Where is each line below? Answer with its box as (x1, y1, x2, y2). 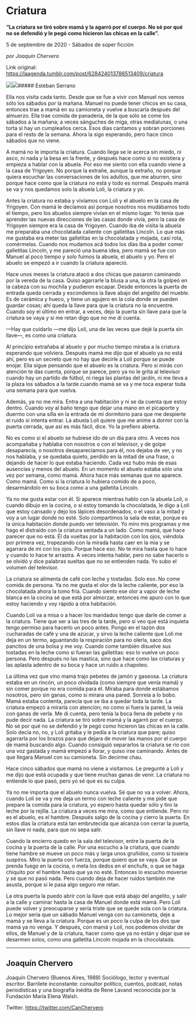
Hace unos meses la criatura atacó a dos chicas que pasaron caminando (6, 271, 181, 278)
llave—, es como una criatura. (6, 332, 78, 339)
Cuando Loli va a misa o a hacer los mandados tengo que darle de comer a (6, 611, 187, 619)
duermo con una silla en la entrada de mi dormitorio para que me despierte (6, 410, 187, 417)
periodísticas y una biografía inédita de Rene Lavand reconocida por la (6, 986, 176, 994)
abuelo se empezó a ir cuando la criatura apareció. (6, 259, 128, 266)
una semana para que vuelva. (6, 387, 78, 394)
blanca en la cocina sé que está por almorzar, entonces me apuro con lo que (6, 593, 191, 601)
